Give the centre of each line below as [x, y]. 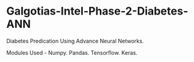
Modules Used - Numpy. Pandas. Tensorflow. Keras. [72, 52]
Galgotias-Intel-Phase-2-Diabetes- [97, 11]
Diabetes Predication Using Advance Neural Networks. [75, 41]
